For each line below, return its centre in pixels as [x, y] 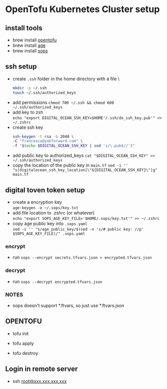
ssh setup [21, 67]
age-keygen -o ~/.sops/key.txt [45, 208]
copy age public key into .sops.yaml [50, 224]
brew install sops [30, 51]
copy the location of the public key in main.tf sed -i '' [70, 165]
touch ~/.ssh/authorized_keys [44, 93]
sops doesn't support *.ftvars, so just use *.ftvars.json [68, 305]
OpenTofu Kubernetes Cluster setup [82, 9]
